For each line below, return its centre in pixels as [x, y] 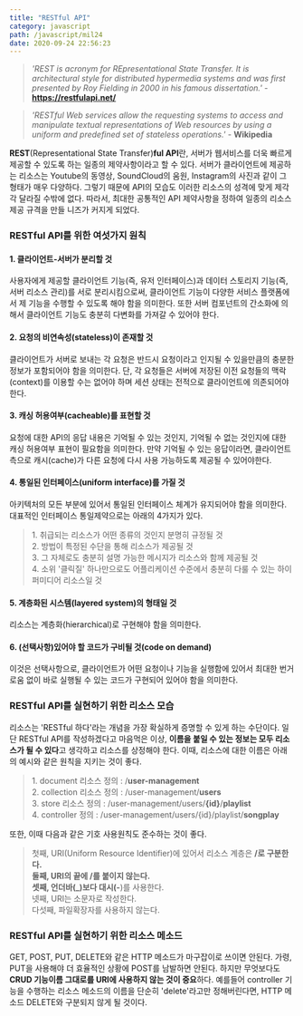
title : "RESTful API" [50, 18]
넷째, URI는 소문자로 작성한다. [84, 898]
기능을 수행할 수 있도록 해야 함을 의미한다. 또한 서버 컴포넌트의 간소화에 [154, 304]
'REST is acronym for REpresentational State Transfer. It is [140, 69]
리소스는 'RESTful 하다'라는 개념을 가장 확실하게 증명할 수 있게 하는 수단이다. [145, 727]
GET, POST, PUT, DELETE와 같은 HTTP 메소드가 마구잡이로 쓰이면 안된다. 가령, [151, 956]
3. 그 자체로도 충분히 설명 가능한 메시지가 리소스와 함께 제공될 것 [145, 557]
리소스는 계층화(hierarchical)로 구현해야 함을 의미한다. [105, 624]
